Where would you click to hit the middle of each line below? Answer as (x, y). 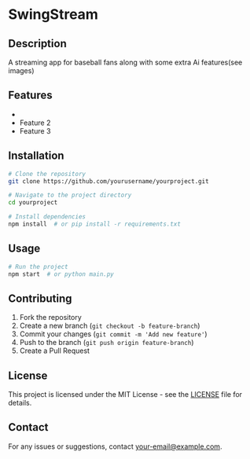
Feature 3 (35, 130)
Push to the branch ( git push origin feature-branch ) (107, 343)
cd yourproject (33, 203)
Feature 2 (35, 123)
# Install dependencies (47, 217)
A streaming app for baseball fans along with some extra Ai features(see (125, 62)
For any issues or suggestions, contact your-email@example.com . (115, 446)
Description (37, 44)
